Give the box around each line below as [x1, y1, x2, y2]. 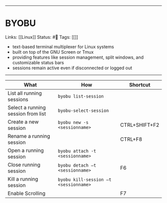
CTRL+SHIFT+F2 [120, 121, 160, 128]
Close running [7, 161, 41, 168]
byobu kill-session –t [58, 177, 112, 182]
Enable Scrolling [7, 190, 46, 197]
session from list [7, 110, 46, 117]
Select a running [7, 104, 46, 111]
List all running [7, 90, 42, 97]
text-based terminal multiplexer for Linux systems [12, 43, 114, 50]
